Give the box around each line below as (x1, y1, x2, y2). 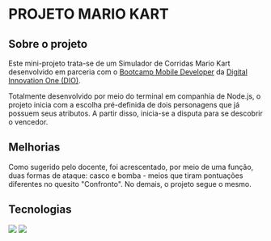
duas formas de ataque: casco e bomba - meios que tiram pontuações (8, 171, 243, 180)
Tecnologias (8, 203, 72, 217)
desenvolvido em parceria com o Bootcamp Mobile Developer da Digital (8, 67, 248, 77)
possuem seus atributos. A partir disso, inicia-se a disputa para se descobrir (8, 108, 263, 118)
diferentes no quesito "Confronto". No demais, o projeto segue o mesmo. (8, 179, 252, 188)
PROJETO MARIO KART (8, 5, 170, 23)
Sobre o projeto (8, 37, 87, 51)
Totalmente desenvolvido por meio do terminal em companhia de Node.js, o (8, 91, 261, 101)
